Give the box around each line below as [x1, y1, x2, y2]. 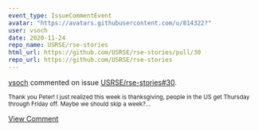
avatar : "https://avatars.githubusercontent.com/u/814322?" [8, 19, 213, 27]
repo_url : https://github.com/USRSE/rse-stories [8, 56, 173, 64]
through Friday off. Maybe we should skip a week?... [8, 100, 151, 108]
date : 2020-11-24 [8, 33, 66, 42]
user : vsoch [8, 26, 48, 34]
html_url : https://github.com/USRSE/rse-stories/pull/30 [8, 48, 201, 56]
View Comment [8, 114, 59, 123]
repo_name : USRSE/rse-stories [8, 41, 109, 49]
